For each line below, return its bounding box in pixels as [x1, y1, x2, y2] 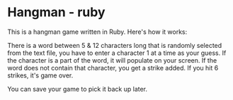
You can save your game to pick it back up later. [7, 85, 147, 93]
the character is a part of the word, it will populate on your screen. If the [7, 56, 217, 64]
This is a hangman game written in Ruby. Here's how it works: [7, 27, 188, 36]
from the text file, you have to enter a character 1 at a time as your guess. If [7, 49, 227, 57]
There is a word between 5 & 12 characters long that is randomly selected [7, 41, 222, 49]
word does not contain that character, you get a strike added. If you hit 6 [7, 63, 219, 72]
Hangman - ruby [7, 4, 106, 20]
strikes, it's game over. [7, 71, 74, 80]
